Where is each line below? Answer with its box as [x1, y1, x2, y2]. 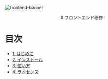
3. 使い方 [12, 62, 31, 68]
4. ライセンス [12, 69, 39, 75]
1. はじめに [12, 50, 34, 56]
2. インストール [12, 57, 43, 62]
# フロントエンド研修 [60, 15, 103, 20]
